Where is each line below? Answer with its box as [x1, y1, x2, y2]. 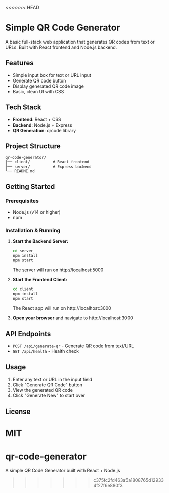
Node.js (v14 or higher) [12, 209, 61, 215]
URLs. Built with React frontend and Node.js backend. [5, 44, 117, 50]
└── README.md [5, 169, 35, 174]
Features [5, 59, 34, 67]
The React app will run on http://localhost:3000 [12, 305, 111, 311]
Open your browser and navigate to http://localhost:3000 [12, 315, 133, 321]
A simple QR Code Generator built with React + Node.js [5, 467, 120, 473]
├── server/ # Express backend [5, 164, 92, 169]
